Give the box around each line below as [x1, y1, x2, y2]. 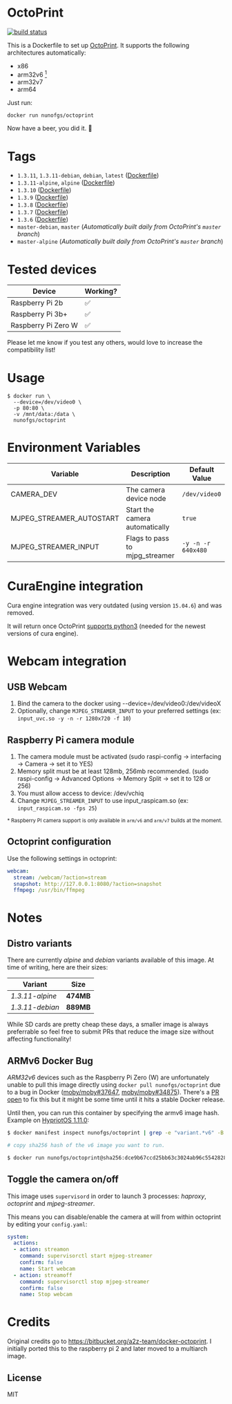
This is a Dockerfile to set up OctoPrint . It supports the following [7, 41, 190, 49]
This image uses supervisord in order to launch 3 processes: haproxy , [7, 1192, 207, 1200]
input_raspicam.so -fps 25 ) [17, 804, 97, 812]
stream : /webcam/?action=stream [13, 874, 107, 881]
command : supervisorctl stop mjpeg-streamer [19, 1278, 150, 1285]
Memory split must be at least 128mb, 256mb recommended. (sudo [17, 767, 209, 775]
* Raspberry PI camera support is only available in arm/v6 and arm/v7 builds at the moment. [7, 817, 223, 824]
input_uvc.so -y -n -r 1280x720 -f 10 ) [17, 714, 131, 723]
